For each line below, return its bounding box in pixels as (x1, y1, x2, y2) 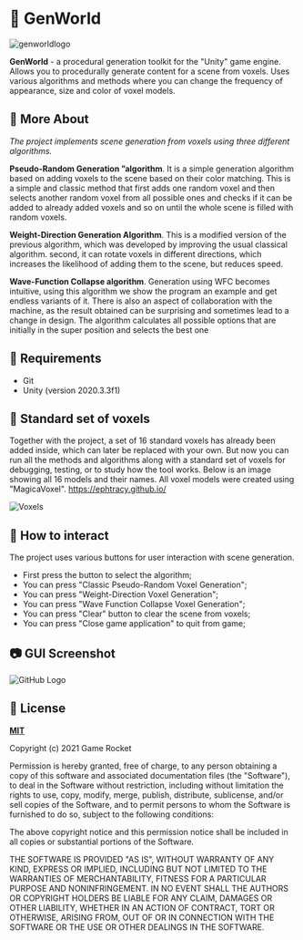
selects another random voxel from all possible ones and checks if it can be (9, 191, 293, 203)
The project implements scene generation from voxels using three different (9, 136, 290, 147)
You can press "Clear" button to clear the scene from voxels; (22, 608, 251, 619)
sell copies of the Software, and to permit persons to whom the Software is (9, 799, 291, 810)
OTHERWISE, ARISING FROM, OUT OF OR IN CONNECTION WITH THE (9, 912, 275, 923)
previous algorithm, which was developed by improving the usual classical (9, 239, 288, 250)
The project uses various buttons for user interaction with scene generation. (9, 552, 295, 563)
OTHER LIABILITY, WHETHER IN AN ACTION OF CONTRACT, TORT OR (9, 902, 275, 913)
